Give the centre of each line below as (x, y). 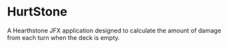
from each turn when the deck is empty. (64, 37)
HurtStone (37, 12)
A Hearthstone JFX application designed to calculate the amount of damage (114, 30)
